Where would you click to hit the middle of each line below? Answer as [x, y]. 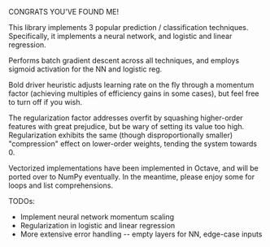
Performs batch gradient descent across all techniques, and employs [124, 61]
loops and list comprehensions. [61, 185]
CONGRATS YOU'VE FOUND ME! [64, 12]
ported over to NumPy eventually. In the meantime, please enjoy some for [131, 177]
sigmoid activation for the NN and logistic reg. [85, 69]
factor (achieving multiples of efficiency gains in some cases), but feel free [134, 93]
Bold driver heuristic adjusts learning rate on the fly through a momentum [131, 85]
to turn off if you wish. [46, 102]
